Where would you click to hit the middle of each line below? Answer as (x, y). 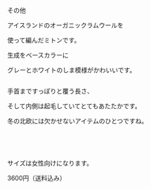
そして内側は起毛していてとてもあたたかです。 (74, 106)
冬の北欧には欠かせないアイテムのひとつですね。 (78, 121)
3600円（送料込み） (37, 178)
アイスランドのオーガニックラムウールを (66, 25)
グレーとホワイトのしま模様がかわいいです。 (72, 70)
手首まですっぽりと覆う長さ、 (50, 91)
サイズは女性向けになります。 (50, 163)
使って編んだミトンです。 (44, 40)
